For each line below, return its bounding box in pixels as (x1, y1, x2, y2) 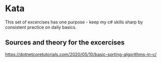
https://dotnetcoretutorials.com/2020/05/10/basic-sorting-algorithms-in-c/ (5, 51, 157, 57)
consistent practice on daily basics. (5, 24, 77, 30)
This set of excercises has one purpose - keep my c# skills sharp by (5, 19, 143, 25)
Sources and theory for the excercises (5, 39, 125, 47)
